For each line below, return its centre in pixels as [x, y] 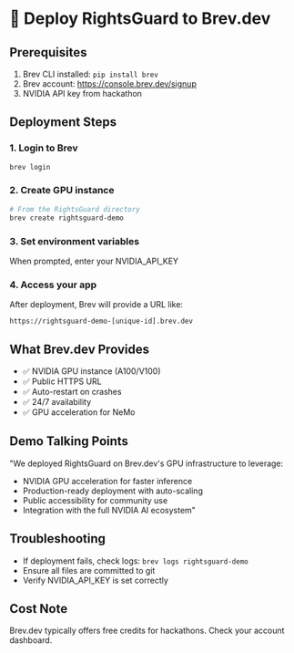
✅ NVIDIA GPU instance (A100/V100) [91, 371]
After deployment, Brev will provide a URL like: [96, 305]
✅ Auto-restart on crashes [72, 392]
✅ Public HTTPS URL [62, 381]
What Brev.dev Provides [80, 349]
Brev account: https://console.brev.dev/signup [110, 84]
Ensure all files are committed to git [89, 570]
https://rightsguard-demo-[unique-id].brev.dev [101, 321]
